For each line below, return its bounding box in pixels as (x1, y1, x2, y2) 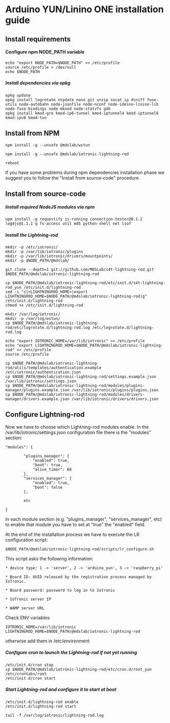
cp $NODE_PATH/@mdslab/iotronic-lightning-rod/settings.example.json (5, 374, 157, 379)
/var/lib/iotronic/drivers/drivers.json (71, 396, 159, 402)
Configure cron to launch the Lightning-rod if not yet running (5, 650, 137, 656)
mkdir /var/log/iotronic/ (5, 311, 60, 317)
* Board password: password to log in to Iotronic (5, 588, 115, 593)
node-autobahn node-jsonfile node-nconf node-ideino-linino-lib (18, 102, 159, 107)
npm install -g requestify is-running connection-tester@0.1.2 (5, 216, 143, 221)
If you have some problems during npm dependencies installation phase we (5, 169, 165, 176)
